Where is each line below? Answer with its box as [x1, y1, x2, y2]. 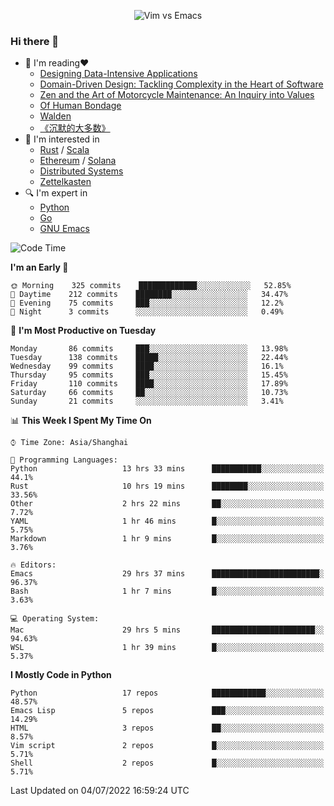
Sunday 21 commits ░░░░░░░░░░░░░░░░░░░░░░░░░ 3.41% [10, 396, 284, 407]
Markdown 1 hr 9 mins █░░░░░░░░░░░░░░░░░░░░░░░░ [10, 534, 325, 544]
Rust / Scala [39, 144, 90, 156]
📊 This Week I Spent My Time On [10, 415, 152, 427]
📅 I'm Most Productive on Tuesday [10, 325, 157, 337]
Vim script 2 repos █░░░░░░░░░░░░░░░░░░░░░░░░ [10, 741, 325, 751]
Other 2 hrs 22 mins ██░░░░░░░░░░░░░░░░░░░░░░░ [10, 499, 325, 509]
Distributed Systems [39, 165, 124, 177]
